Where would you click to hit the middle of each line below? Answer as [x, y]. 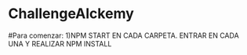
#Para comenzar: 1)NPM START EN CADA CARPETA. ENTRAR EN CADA [123, 35]
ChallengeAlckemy [71, 14]
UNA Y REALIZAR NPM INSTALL [60, 43]
